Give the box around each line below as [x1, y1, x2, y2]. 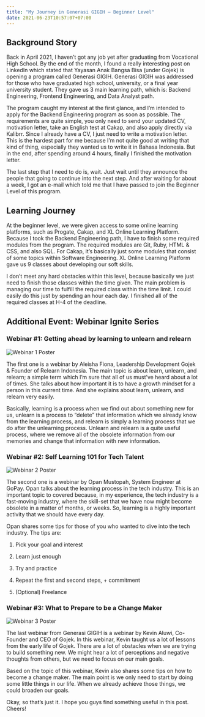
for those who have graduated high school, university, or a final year [6, 80, 179, 87]
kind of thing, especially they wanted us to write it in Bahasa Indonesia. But [6, 143, 195, 150]
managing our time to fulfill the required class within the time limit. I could [6, 286, 192, 293]
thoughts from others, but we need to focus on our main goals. [6, 655, 165, 663]
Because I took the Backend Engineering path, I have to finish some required [6, 235, 199, 242]
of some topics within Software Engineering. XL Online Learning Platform [6, 254, 191, 262]
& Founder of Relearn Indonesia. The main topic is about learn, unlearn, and [6, 366, 197, 374]
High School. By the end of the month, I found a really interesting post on [6, 60, 190, 67]
